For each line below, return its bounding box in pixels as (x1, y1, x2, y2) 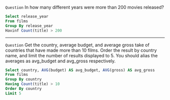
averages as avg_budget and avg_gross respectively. (5, 58, 116, 64)
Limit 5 (5, 90, 22, 96)
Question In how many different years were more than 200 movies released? (5, 5, 164, 10)
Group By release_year (5, 23, 53, 28)
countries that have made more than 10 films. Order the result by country (5, 47, 157, 53)
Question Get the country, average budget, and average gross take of (5, 42, 150, 48)
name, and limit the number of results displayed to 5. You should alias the (5, 52, 158, 58)
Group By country (5, 77, 42, 82)
